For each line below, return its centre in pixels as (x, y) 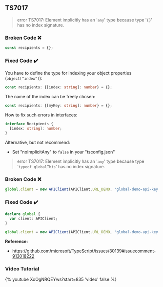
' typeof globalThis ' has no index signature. (61, 166)
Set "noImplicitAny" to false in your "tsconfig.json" (63, 152)
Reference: (17, 241)
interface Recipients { (29, 124)
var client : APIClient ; (33, 219)
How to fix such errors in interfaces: (41, 115)
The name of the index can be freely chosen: (50, 97)
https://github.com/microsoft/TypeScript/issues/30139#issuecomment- (84, 251)
